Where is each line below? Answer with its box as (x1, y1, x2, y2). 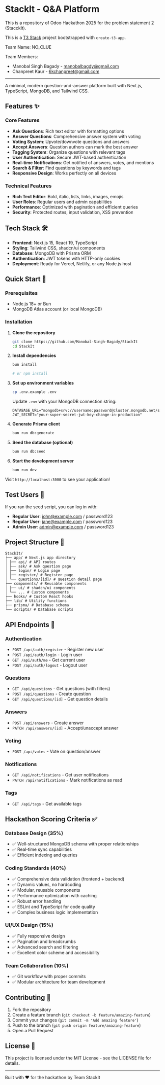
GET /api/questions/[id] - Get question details (12, 696, 108, 702)
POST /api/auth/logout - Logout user (12, 662, 87, 668)
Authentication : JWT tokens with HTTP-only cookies (12, 255, 120, 261)
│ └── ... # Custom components (5, 590, 69, 595)
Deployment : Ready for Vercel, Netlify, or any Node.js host (12, 260, 132, 267)
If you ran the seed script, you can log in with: (5, 504, 98, 510)
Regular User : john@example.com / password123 (12, 513, 113, 519)
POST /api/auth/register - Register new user (12, 647, 104, 653)
